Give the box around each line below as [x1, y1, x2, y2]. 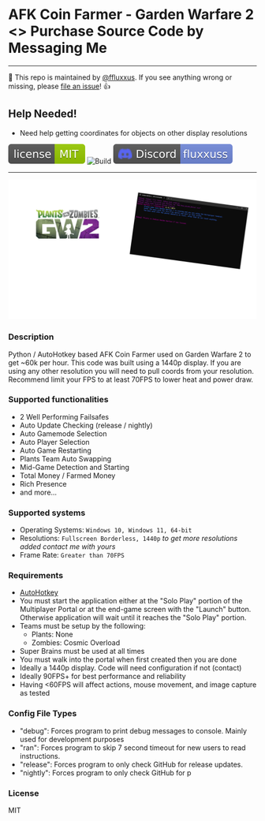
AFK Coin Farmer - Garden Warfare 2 [8, 6, 255, 24]
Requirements [8, 570, 64, 581]
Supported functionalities [8, 394, 109, 405]
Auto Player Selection [19, 437, 90, 446]
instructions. [19, 751, 61, 760]
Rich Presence [19, 479, 67, 488]
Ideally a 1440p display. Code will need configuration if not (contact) [19, 663, 242, 673]
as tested [19, 689, 50, 698]
